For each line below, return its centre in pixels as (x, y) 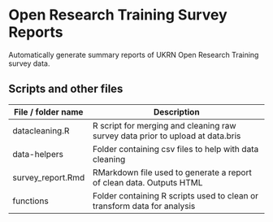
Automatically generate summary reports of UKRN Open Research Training (134, 54)
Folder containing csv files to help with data (175, 149)
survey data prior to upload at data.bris (167, 136)
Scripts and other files (66, 89)
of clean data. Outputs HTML (147, 182)
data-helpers (38, 154)
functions (30, 201)
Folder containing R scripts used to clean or (175, 195)
